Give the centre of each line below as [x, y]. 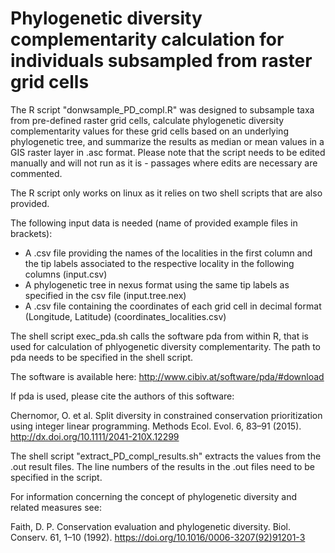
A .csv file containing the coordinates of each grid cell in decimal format [173, 306]
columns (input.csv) [66, 274]
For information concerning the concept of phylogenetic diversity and [154, 496]
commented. [36, 173]
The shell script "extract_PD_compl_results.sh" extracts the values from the [166, 456]
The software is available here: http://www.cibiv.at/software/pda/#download [167, 376]
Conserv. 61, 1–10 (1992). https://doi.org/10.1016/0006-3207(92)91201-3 [158, 537]
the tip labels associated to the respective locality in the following [159, 263]
